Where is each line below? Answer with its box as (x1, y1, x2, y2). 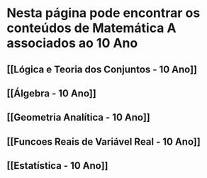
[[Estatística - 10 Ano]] (6, 160, 108, 172)
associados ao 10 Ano (6, 35, 138, 51)
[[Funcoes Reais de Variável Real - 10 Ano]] (6, 135, 201, 148)
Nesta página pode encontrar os (6, 5, 201, 21)
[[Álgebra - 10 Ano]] (6, 87, 96, 99)
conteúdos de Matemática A (6, 20, 177, 36)
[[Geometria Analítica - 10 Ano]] (6, 111, 150, 123)
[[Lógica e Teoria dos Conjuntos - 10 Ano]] (6, 63, 198, 75)
